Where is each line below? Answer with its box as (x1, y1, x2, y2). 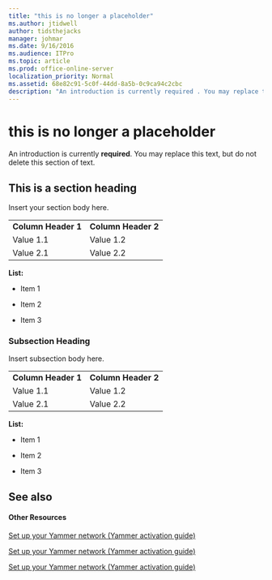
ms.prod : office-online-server (8, 65, 114, 73)
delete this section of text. (8, 157, 96, 167)
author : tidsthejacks (8, 27, 82, 35)
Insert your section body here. (8, 203, 109, 213)
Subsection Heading (8, 336, 91, 347)
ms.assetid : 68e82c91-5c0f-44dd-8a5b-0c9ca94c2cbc (8, 79, 183, 88)
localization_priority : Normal (8, 72, 114, 80)
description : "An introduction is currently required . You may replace (8, 87, 259, 96)
